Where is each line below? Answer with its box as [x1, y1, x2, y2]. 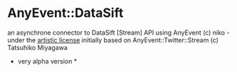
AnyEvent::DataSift [7, 5, 124, 21]
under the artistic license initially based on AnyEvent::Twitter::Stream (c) [7, 35, 219, 44]
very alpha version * [17, 56, 78, 65]
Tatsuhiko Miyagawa [7, 43, 68, 52]
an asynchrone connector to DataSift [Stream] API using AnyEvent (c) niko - [7, 28, 230, 37]
